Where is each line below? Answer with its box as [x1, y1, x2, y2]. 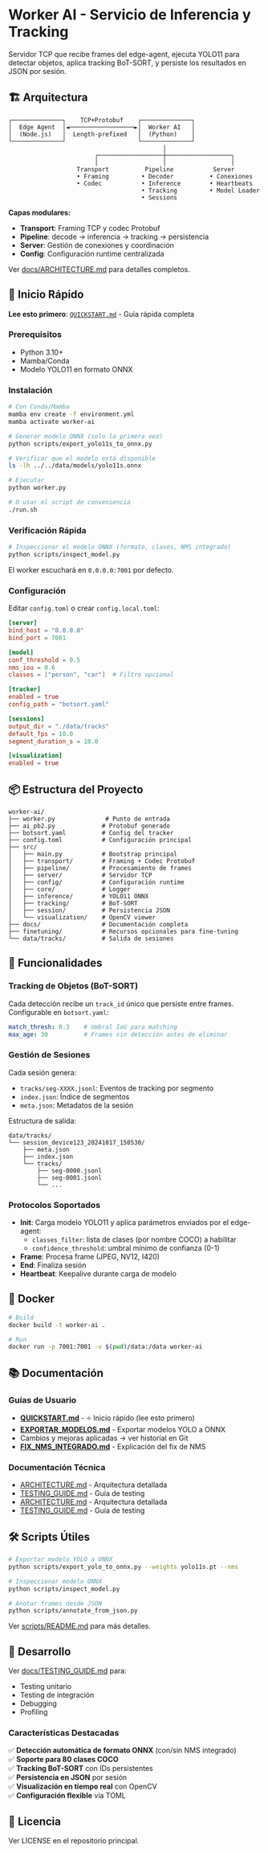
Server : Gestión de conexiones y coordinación [19, 240, 175, 250]
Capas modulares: [8, 207, 71, 217]
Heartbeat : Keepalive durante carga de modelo [19, 1268, 177, 1278]
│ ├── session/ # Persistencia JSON [8, 906, 171, 914]
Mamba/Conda [19, 355, 70, 365]
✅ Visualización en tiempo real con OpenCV [8, 1781, 158, 1791]
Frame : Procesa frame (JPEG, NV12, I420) [19, 1251, 160, 1261]
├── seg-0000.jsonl [37, 1166, 103, 1175]
